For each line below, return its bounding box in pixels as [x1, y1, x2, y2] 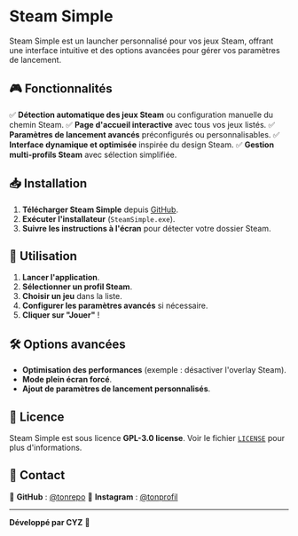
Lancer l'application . [21, 272, 100, 283]
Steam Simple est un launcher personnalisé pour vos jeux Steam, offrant [9, 35, 274, 46]
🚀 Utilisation [9, 248, 78, 264]
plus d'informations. [9, 442, 82, 453]
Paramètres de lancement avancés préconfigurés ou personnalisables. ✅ [9, 129, 280, 139]
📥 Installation [9, 176, 88, 192]
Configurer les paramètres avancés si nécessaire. [21, 300, 208, 311]
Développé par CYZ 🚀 [9, 516, 90, 527]
